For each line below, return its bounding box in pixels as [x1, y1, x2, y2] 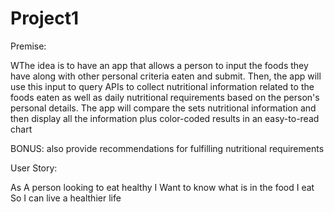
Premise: [10, 40, 47, 52]
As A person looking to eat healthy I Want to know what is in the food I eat [10, 181, 315, 193]
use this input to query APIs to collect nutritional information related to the [10, 80, 315, 92]
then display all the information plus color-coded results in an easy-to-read [10, 112, 320, 124]
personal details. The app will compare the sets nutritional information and [10, 102, 317, 114]
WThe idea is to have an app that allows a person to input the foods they [10, 59, 309, 71]
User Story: [10, 162, 58, 174]
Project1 [10, 7, 80, 30]
